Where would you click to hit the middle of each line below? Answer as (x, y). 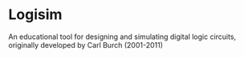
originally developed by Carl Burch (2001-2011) (85, 44)
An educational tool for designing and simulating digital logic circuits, (122, 37)
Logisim (35, 15)
